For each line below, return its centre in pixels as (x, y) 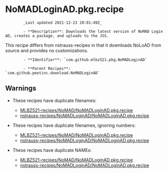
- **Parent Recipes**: (47, 68)
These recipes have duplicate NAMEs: (52, 150)
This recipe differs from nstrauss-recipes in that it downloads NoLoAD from (83, 45)
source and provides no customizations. (47, 50)
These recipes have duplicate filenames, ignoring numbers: (74, 125)
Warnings (21, 88)
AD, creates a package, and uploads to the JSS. (57, 36)
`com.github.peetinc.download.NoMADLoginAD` (53, 73)
